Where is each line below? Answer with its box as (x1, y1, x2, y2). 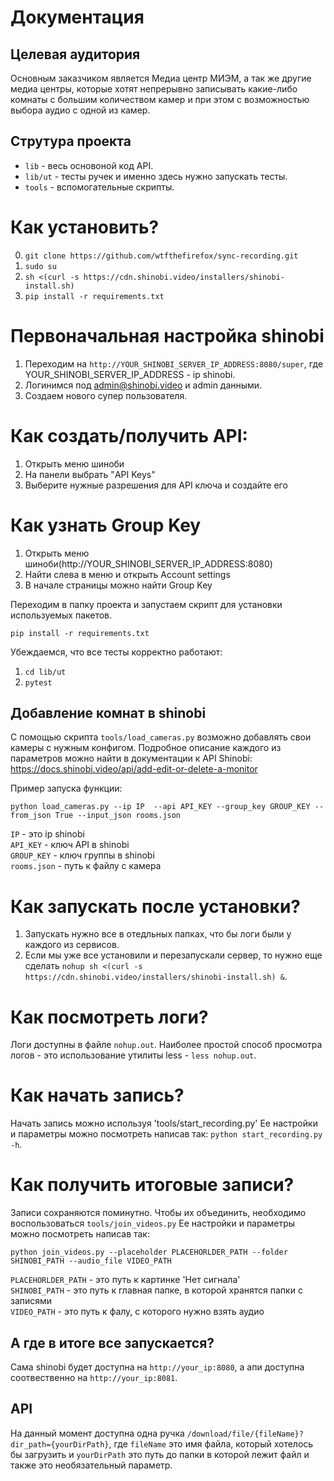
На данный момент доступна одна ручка (10, 1427, 185, 1439)
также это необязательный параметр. (10, 1459, 173, 1471)
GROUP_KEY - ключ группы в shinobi (10, 849, 155, 861)
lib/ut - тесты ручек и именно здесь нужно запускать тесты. (24, 170, 288, 182)
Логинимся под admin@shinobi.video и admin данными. (24, 379, 263, 391)
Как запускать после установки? (10, 895, 302, 918)
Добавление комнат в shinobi (10, 704, 207, 721)
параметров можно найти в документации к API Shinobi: (10, 752, 253, 765)
